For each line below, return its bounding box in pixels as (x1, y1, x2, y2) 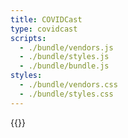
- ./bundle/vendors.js (19, 42, 114, 53)
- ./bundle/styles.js (19, 52, 110, 62)
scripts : (10, 33, 47, 43)
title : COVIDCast (10, 14, 83, 25)
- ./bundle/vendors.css (19, 80, 118, 90)
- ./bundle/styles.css (19, 89, 114, 99)
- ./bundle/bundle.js (19, 61, 110, 71)
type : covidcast (10, 24, 78, 34)
